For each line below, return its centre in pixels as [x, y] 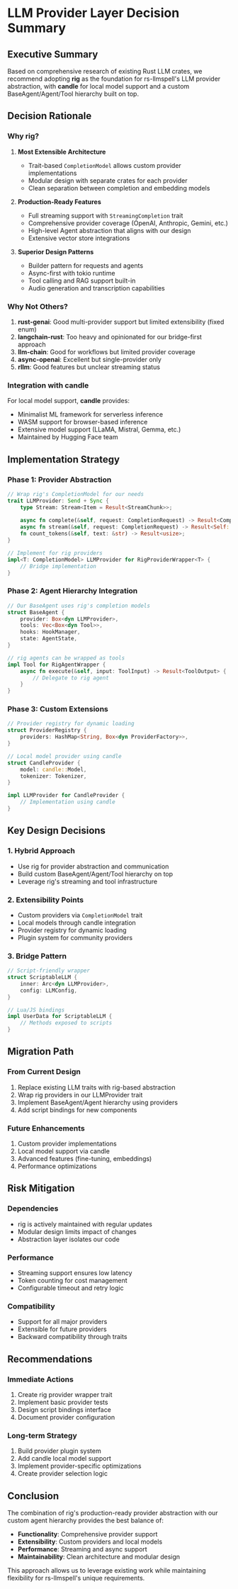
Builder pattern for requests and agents [86, 265]
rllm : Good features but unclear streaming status [89, 367]
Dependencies [33, 1209]
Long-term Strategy [42, 1435]
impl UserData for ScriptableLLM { [60, 1017]
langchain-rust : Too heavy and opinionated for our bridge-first [109, 337]
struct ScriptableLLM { [42, 978]
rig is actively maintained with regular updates [85, 1224]
